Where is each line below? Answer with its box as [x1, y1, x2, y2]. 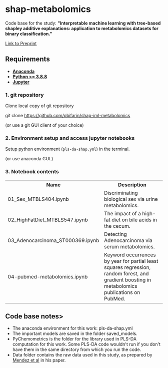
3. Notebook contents [5, 168, 59, 175]
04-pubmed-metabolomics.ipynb [7, 273, 88, 280]
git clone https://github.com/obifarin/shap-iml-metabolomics [5, 113, 130, 119]
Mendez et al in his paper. [12, 357, 66, 363]
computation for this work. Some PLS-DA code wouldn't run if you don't [12, 341, 161, 347]
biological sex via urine [104, 195, 158, 202]
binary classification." [5, 31, 52, 37]
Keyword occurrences [104, 251, 156, 258]
